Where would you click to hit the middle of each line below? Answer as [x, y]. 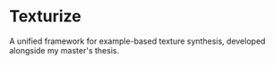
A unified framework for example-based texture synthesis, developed [137, 41]
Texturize [46, 16]
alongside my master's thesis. [64, 50]
